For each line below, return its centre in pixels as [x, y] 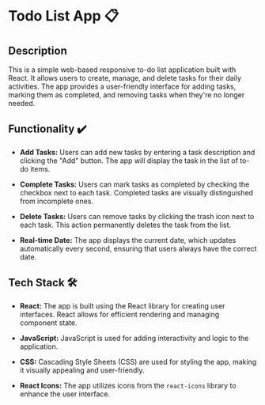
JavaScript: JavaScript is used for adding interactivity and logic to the [134, 338]
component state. [48, 323]
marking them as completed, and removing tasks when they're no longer [127, 95]
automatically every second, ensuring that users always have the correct [138, 248]
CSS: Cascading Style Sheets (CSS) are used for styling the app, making [138, 361]
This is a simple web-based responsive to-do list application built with [122, 70]
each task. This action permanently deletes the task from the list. [125, 225]
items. [40, 168]
